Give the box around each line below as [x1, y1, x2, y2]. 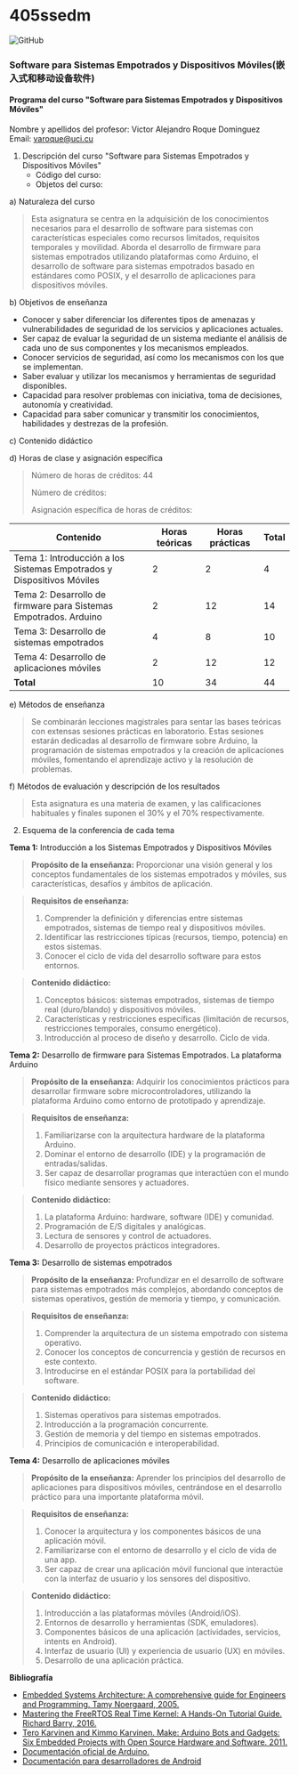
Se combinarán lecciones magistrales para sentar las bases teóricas [30, 717, 282, 727]
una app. [44, 1554, 77, 1565]
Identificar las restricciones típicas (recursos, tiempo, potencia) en [44, 932, 288, 943]
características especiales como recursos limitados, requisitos [30, 232, 260, 243]
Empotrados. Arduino [13, 611, 102, 623]
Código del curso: [35, 170, 101, 181]
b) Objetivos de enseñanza [9, 297, 109, 308]
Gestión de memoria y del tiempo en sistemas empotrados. [44, 1429, 261, 1439]
